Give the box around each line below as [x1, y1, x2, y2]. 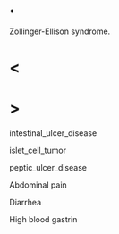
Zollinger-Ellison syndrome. [9, 26, 111, 37]
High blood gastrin [9, 214, 78, 225]
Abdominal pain [9, 180, 67, 190]
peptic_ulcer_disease [9, 163, 88, 173]
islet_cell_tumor [9, 145, 67, 156]
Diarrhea [9, 197, 42, 208]
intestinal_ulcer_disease [9, 128, 98, 138]
